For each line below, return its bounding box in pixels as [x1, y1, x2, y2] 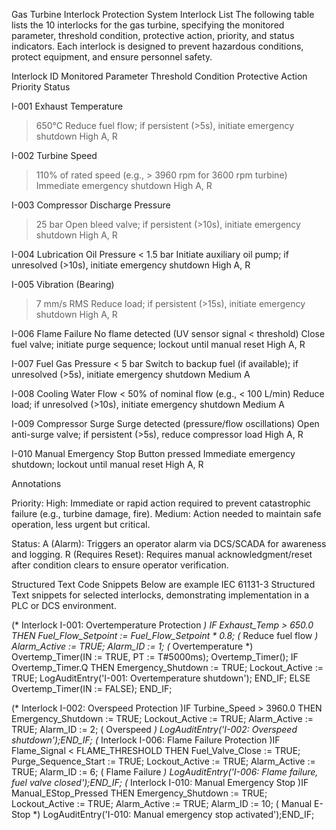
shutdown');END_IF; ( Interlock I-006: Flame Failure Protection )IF [11, 734, 281, 746]
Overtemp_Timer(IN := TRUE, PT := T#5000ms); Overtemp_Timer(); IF [11, 651, 299, 663]
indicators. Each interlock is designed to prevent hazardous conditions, [11, 40, 304, 52]
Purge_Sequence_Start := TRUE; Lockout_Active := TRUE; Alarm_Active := [11, 755, 316, 767]
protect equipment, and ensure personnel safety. [11, 51, 213, 63]
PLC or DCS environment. [11, 600, 117, 611]
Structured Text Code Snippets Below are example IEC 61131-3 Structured [11, 579, 316, 590]
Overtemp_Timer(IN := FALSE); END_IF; [11, 683, 173, 694]
